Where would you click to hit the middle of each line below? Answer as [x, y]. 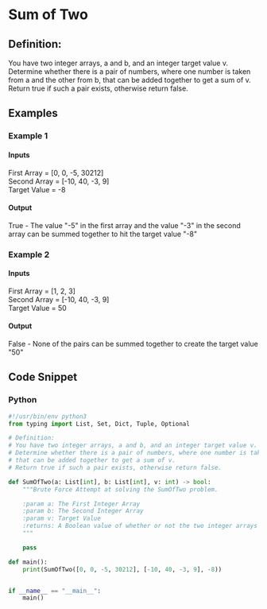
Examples [33, 113]
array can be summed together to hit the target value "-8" [103, 234]
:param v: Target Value [62, 518]
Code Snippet [43, 377]
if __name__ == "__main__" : [55, 591]
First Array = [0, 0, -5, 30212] [56, 173]
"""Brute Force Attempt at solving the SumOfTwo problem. [120, 489]
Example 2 [29, 254]
